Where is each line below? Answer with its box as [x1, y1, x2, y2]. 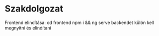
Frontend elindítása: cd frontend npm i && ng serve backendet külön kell [5, 19, 154, 25]
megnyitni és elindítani [5, 24, 51, 30]
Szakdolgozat [5, 3, 63, 14]
